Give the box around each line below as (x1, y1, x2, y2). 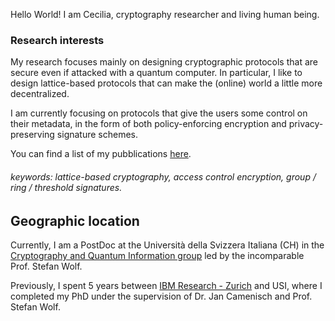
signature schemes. (56, 129, 139, 141)
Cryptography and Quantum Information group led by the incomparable (10, 249, 305, 261)
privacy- (288, 118, 324, 130)
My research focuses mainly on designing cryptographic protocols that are (10, 56, 318, 68)
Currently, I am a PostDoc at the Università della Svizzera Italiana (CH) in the (10, 239, 325, 251)
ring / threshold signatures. (10, 181, 123, 193)
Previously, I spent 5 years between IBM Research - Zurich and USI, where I (10, 279, 323, 291)
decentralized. (10, 88, 70, 100)
